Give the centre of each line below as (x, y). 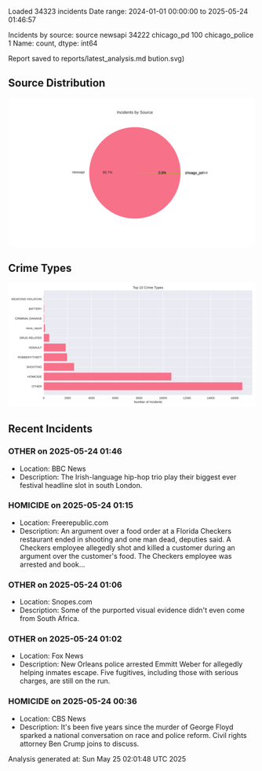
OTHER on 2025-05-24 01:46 (65, 451)
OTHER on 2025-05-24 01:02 (65, 639)
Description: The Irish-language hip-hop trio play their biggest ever (128, 477)
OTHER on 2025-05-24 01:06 (65, 585)
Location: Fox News (51, 656)
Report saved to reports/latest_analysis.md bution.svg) (96, 59)
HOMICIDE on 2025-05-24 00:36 (73, 701)
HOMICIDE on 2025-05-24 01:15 (71, 505)
